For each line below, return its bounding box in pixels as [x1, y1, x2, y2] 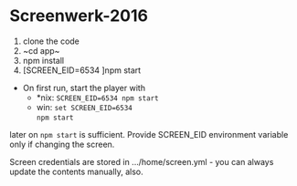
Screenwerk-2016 [9, 5, 149, 26]
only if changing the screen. [9, 139, 115, 150]
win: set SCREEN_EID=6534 [36, 101, 133, 112]
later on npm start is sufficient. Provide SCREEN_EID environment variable [9, 129, 289, 139]
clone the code [22, 36, 80, 46]
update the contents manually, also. [9, 166, 143, 177]
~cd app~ [22, 45, 60, 56]
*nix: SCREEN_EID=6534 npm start [36, 92, 159, 103]
